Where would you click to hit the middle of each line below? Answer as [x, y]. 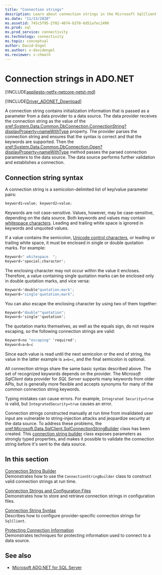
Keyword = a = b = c [19, 345]
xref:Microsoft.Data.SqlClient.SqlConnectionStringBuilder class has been [78, 428]
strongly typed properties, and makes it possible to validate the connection [80, 439]
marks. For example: [25, 248]
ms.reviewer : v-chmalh [28, 55]
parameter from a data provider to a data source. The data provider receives [81, 116]
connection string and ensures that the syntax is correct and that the [73, 137]
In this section [27, 459]
